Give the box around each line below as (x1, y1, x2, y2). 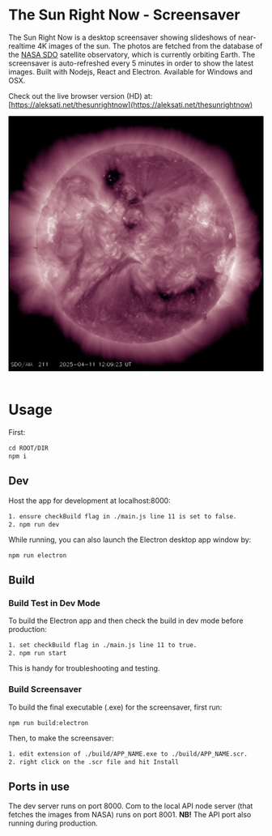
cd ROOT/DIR (8, 444, 49, 452)
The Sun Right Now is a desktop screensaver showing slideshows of (8, 32, 236, 42)
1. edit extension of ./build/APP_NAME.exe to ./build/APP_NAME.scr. (8, 749, 249, 758)
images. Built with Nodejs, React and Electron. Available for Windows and (8, 66, 253, 76)
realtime (8, 41, 36, 50)
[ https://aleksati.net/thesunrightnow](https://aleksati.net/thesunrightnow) (8, 100, 253, 109)
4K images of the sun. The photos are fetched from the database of (37, 41, 263, 50)
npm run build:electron (8, 719, 89, 727)
